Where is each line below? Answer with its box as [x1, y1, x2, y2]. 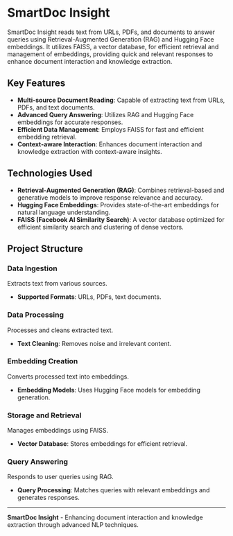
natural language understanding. [17, 208, 111, 216]
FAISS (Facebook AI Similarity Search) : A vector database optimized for [17, 215, 225, 223]
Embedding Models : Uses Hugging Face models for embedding [17, 386, 201, 394]
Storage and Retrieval [7, 410, 82, 420]
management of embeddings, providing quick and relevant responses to [7, 50, 214, 58]
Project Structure [7, 243, 83, 254]
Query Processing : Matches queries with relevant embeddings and [17, 486, 210, 494]
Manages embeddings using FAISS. [7, 426, 109, 435]
